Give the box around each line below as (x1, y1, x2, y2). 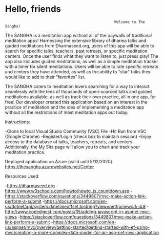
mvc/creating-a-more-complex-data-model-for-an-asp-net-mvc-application (5, 229, 159, 235)
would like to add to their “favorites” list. (5, 74, 85, 80)
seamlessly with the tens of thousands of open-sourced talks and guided (5, 88, 152, 94)
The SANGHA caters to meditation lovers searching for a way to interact (5, 83, 150, 89)
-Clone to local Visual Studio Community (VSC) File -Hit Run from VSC (5, 128, 146, 134)
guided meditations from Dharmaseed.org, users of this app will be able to (5, 43, 155, 48)
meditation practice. (5, 149, 45, 155)
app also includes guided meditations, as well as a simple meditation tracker (5, 58, 159, 64)
